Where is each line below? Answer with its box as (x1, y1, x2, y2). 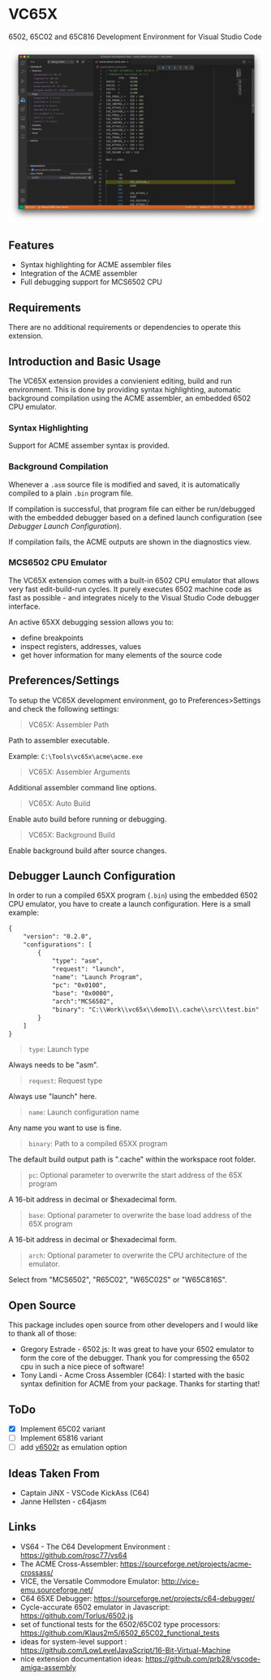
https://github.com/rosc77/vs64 (19, 1550, 127, 1560)
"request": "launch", (51, 965, 126, 973)
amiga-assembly (19, 1662, 77, 1672)
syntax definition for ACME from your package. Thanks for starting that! (19, 1379, 260, 1389)
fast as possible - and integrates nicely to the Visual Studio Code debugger (8, 592, 260, 602)
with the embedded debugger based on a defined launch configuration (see (8, 513, 262, 522)
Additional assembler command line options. (8, 782, 157, 792)
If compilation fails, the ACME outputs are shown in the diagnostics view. (8, 537, 252, 547)
